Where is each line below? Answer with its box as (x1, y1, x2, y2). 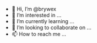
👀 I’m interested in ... (11, 12, 62, 19)
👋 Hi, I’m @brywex (11, 6, 57, 12)
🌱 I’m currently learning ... (11, 18, 75, 24)
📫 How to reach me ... (11, 31, 66, 37)
